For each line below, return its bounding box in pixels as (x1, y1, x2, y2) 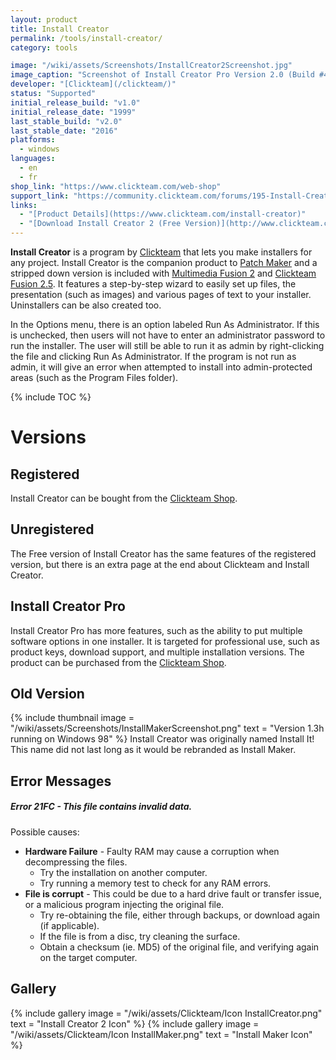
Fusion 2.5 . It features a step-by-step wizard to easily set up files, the (10, 278, 297, 290)
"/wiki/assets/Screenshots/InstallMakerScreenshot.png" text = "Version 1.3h (10, 722, 325, 735)
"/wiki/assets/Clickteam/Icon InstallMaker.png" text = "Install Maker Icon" (10, 1028, 313, 1040)
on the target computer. (39, 951, 138, 963)
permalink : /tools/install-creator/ (10, 33, 163, 43)
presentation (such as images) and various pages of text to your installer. (10, 289, 312, 300)
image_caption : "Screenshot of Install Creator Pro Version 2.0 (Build (10, 70, 315, 80)
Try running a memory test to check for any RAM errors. (39, 877, 272, 889)
